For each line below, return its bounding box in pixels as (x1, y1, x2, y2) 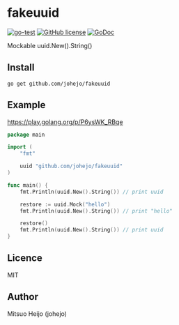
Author (7, 291, 38, 303)
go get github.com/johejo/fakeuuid (7, 80, 111, 87)
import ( (7, 144, 33, 151)
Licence (7, 252, 43, 264)
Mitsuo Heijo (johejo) (7, 309, 68, 318)
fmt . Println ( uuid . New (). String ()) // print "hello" (20, 207, 173, 214)
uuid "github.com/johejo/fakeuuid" (20, 162, 123, 170)
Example (7, 99, 46, 111)
